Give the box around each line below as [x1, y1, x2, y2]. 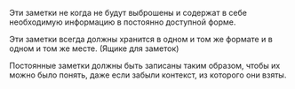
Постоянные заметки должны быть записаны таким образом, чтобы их [9, 61, 281, 70]
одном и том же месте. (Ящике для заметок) [9, 43, 179, 54]
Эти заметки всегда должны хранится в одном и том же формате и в [9, 34, 273, 44]
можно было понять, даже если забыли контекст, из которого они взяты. [9, 70, 287, 80]
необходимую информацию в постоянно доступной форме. [9, 17, 236, 27]
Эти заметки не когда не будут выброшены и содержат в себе [9, 8, 247, 18]
